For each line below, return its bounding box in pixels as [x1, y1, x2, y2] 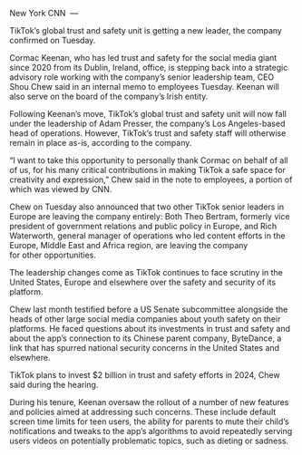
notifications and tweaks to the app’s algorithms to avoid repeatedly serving [9, 426, 293, 436]
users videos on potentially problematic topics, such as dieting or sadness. [9, 435, 289, 446]
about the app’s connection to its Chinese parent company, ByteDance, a [9, 333, 282, 344]
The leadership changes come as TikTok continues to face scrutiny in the [9, 267, 284, 277]
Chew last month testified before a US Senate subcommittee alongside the [9, 304, 288, 315]
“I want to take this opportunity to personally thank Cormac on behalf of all [9, 155, 288, 166]
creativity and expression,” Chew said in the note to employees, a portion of [9, 174, 293, 185]
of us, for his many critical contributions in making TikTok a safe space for [9, 165, 286, 175]
